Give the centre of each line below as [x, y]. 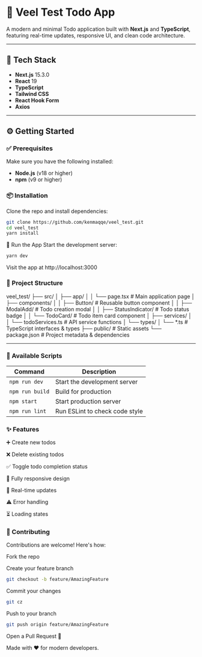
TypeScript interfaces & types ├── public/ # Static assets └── [84, 328]
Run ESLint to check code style [99, 411]
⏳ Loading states [27, 514]
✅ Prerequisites [29, 148]
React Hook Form [37, 100]
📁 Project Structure [35, 283]
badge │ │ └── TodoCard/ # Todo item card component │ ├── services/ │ [99, 316]
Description [99, 372]
